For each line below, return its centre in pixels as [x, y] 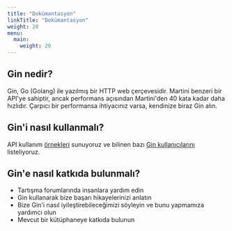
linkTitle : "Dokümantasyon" [48, 20]
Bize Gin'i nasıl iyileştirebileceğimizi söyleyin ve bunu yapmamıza [110, 205]
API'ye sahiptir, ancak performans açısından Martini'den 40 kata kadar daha [116, 98]
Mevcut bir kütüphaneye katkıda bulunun [76, 220]
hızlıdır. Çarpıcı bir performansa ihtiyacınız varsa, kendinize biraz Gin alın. [112, 106]
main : [22, 40]
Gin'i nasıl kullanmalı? [56, 128]
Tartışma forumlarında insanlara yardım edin [80, 190]
